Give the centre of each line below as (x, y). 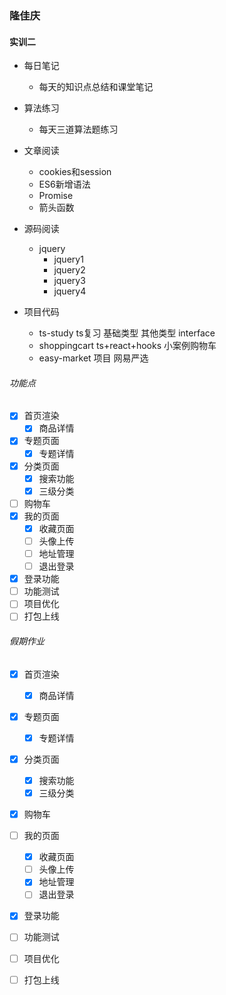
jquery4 (70, 291)
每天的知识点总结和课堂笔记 (96, 87)
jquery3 (69, 281)
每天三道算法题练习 (78, 129)
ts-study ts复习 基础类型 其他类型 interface (127, 333)
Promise (56, 196)
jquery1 (68, 259)
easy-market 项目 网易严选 (93, 358)
